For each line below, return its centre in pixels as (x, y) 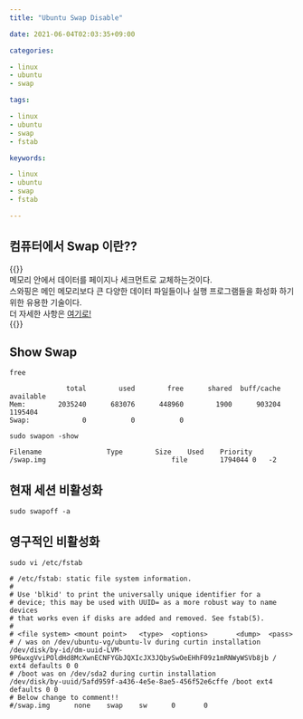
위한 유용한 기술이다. (46, 302)
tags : (19, 101)
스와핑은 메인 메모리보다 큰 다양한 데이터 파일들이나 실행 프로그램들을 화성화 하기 (152, 291)
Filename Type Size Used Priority (131, 452)
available (28, 397)
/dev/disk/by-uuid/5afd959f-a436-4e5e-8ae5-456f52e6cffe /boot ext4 (141, 682)
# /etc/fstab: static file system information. (101, 579)
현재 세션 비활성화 (56, 490)
